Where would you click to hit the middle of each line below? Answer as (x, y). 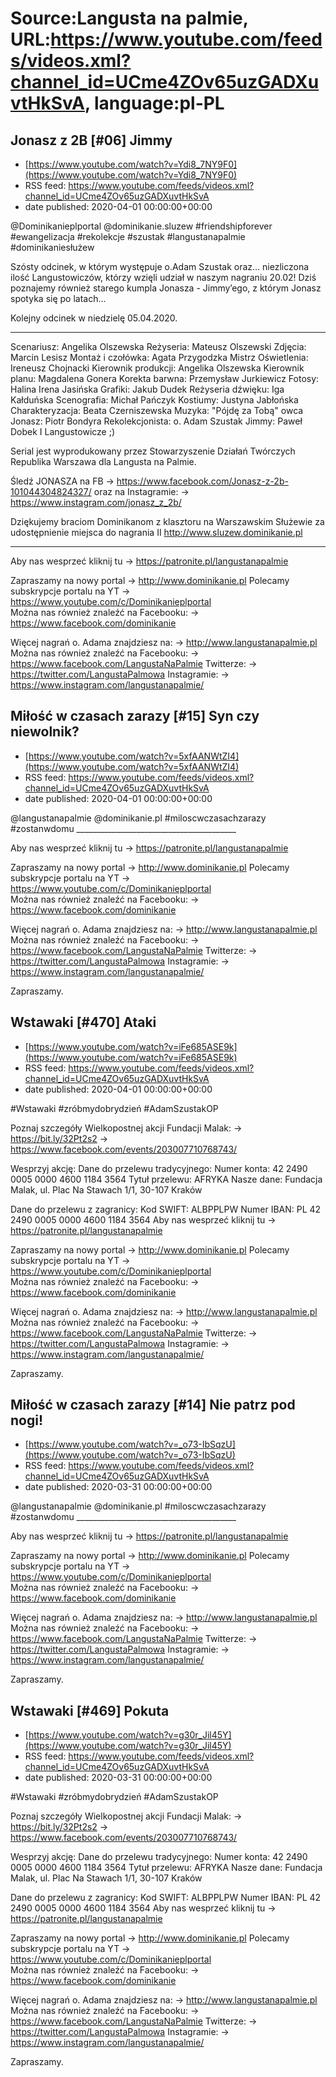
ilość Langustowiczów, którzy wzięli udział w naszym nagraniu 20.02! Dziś (163, 277)
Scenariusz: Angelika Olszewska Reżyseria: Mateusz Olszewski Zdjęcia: (158, 346)
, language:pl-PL (154, 103)
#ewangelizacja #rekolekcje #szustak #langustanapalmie (128, 236)
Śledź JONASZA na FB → (62, 481)
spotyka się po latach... (58, 298)
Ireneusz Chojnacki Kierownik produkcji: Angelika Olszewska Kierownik (157, 368)
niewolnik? (45, 732)
